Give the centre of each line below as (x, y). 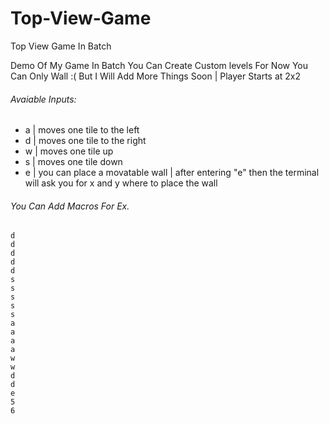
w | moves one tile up (69, 151)
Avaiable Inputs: (43, 99)
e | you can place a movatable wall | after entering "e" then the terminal (172, 173)
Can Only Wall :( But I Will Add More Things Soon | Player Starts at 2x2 (156, 76)
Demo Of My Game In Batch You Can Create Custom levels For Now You (159, 65)
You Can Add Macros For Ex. (70, 206)
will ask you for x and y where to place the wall (121, 183)
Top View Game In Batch (61, 46)
